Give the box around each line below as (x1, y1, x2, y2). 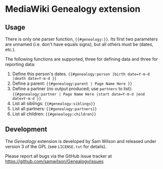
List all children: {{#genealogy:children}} (12, 111, 97, 117)
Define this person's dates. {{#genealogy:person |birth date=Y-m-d (12, 71, 150, 77)
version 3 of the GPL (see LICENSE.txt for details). (5, 143, 107, 149)
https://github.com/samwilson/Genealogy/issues (5, 158, 104, 164)
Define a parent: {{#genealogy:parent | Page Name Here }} (12, 80, 132, 86)
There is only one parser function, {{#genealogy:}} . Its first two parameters (5, 36, 158, 42)
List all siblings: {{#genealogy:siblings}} (12, 101, 96, 106)
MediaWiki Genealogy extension (5, 3, 140, 15)
